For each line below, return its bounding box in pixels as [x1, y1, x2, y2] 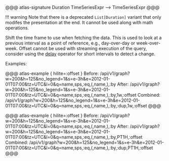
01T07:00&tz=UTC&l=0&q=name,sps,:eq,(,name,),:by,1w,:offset [5, 92, 137, 98]
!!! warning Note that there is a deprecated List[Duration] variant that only [5, 14, 161, 20]
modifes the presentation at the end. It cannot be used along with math [5, 20, 153, 25]
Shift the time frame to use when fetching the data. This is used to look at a [5, 35, 162, 41]
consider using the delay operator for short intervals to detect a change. [5, 51, 156, 57]
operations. [5, 25, 29, 31]
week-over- [136, 40, 161, 46]
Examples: [5, 61, 27, 66]
